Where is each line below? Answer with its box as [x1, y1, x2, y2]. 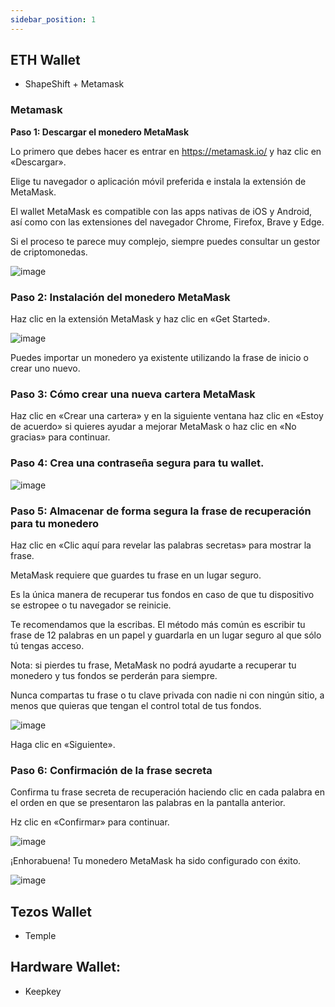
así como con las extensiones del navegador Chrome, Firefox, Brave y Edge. [10, 216, 325, 228]
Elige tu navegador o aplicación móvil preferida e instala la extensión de [10, 175, 307, 187]
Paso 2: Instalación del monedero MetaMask [10, 290, 231, 304]
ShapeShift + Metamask [24, 78, 125, 90]
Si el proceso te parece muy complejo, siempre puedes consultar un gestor [10, 235, 321, 247]
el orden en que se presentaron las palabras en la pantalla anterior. [10, 797, 286, 809]
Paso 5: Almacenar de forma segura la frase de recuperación [10, 504, 312, 518]
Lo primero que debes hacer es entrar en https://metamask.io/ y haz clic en [10, 145, 322, 157]
